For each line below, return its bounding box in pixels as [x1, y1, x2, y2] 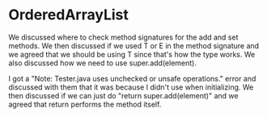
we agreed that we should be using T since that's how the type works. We [8, 49, 256, 59]
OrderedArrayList [8, 6, 129, 24]
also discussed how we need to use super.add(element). [8, 58, 197, 68]
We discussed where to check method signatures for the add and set [8, 32, 239, 42]
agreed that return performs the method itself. [8, 99, 162, 109]
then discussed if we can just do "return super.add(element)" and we [8, 90, 239, 100]
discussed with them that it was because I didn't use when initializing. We [8, 82, 254, 92]
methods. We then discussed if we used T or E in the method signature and [8, 40, 260, 50]
